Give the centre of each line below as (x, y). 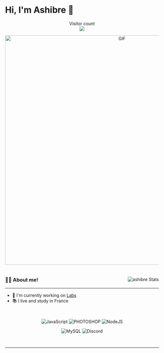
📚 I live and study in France (40, 301)
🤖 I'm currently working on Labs (44, 295)
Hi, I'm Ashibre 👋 (40, 10)
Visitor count (82, 24)
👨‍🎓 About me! (22, 280)
